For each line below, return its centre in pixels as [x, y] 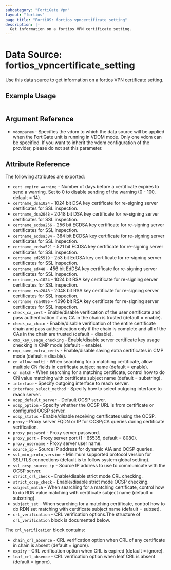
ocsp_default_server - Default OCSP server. [59, 400]
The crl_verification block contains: [45, 530]
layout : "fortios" [25, 15]
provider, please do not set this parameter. [58, 148]
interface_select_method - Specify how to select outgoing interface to [87, 388]
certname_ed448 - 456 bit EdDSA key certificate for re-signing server [85, 269]
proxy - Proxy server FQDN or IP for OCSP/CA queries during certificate [89, 421]
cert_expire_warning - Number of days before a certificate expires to [86, 186]
